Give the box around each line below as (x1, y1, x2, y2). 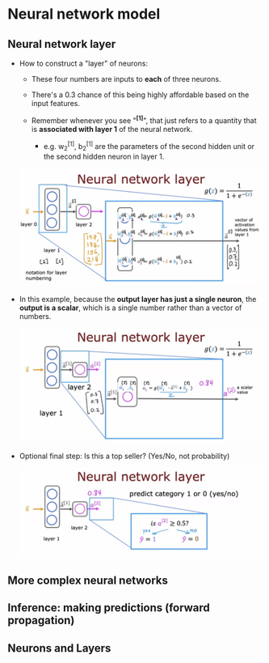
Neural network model (7, 5, 161, 23)
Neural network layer (7, 37, 116, 51)
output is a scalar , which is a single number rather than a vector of (19, 303, 242, 312)
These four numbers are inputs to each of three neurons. (31, 74, 221, 83)
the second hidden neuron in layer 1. (43, 151, 165, 162)
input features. (31, 99, 81, 108)
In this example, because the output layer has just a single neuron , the (19, 294, 257, 304)
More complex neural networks (7, 574, 169, 588)
